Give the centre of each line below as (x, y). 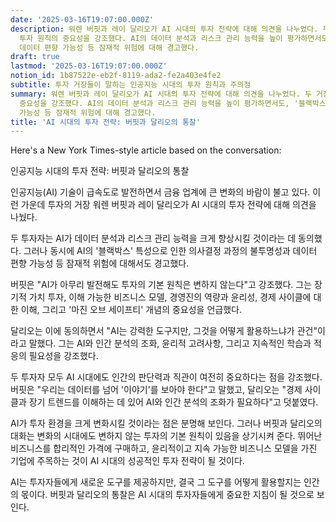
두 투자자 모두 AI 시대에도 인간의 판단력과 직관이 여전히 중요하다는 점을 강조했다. (166, 377)
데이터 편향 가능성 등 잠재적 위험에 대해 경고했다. (109, 47)
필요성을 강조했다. (63, 356)
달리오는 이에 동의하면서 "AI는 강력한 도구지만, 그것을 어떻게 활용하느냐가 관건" (164, 331)
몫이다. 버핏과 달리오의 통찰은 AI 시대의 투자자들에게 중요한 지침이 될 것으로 (167, 495)
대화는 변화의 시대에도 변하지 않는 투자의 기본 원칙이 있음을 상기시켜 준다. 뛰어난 (166, 436)
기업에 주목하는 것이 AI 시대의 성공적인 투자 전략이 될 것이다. (127, 461)
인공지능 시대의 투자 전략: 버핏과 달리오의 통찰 (100, 171)
